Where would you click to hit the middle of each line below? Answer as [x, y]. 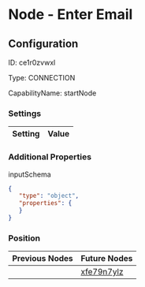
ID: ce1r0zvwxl [32, 62]
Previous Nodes [43, 259]
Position [24, 238]
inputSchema [30, 174]
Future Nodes [107, 259]
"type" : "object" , [49, 196]
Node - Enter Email [71, 15]
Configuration [43, 44]
